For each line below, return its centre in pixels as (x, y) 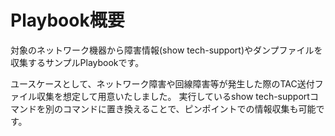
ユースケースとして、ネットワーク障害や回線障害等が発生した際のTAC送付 (162, 83)
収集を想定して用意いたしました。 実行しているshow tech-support (173, 96)
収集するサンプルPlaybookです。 (77, 62)
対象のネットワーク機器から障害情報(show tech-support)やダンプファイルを (166, 50)
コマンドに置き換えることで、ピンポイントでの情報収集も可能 (189, 108)
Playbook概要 (67, 20)
